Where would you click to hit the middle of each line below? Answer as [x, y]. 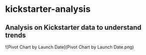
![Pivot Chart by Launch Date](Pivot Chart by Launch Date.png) [70, 47]
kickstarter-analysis [48, 9]
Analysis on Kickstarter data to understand [73, 27]
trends [16, 35]
